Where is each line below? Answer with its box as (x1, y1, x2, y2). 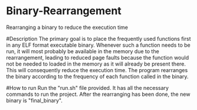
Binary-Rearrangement (6, 4, 122, 18)
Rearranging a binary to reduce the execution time (6, 24, 129, 31)
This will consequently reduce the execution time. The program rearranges (6, 66, 188, 73)
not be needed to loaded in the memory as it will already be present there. (6, 60, 186, 67)
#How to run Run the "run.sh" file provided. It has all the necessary (6, 84, 169, 91)
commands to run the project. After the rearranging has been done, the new (6, 90, 191, 98)
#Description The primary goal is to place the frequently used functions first (6, 35, 191, 42)
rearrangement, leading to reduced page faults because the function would (6, 54, 189, 61)
